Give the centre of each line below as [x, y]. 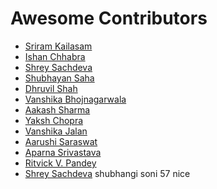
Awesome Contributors [109, 18]
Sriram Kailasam [58, 46]
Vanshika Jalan [56, 131]
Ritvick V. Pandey [60, 163]
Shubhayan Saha [59, 78]
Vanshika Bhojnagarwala [75, 99]
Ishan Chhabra [55, 56]
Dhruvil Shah [51, 88]
